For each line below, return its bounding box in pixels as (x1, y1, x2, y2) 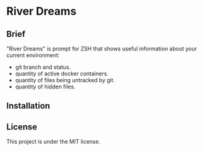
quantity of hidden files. (15, 83, 75, 90)
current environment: (6, 52, 60, 59)
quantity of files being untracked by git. (15, 77, 115, 83)
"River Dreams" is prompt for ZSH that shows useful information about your (6, 45, 197, 52)
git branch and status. (15, 63, 71, 71)
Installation (6, 101, 50, 111)
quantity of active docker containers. (15, 70, 109, 77)
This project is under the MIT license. (6, 138, 101, 145)
